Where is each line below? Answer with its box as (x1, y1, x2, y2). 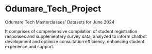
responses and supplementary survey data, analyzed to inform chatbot (5, 33, 147, 39)
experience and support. (5, 43, 54, 49)
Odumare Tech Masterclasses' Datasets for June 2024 (5, 19, 115, 25)
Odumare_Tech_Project (5, 3, 101, 14)
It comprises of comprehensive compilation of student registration (5, 28, 137, 34)
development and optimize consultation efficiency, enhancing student (5, 38, 145, 44)
